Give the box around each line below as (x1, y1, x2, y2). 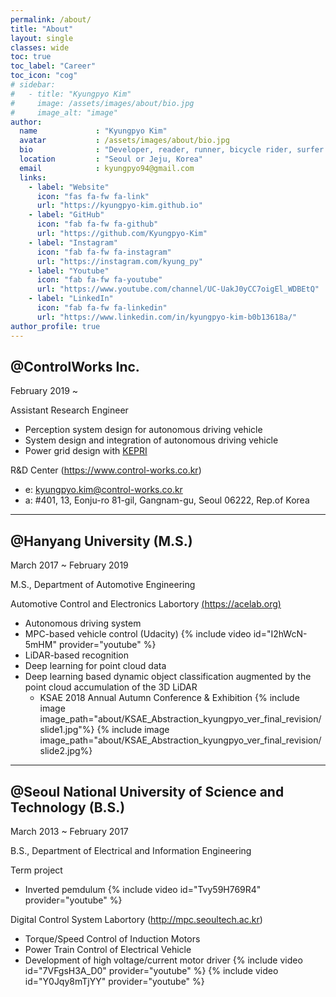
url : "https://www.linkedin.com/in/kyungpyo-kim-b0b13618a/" (36, 312, 298, 322)
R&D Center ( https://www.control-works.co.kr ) (10, 464, 202, 476)
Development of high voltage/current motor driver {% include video (24, 954, 303, 966)
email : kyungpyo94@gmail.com (19, 163, 195, 173)
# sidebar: (10, 80, 56, 90)
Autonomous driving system (24, 617, 142, 630)
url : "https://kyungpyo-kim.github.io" (36, 201, 203, 211)
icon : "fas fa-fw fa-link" (36, 191, 150, 201)
